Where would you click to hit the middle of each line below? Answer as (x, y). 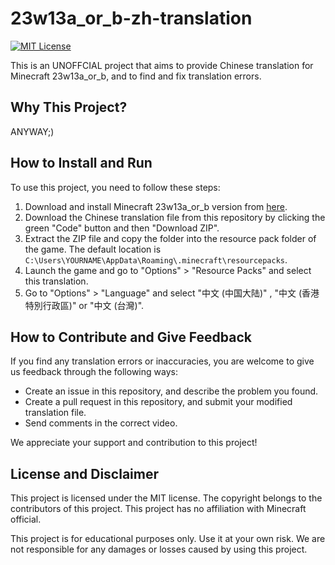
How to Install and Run (81, 163)
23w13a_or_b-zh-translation (131, 18)
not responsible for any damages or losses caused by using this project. (159, 549)
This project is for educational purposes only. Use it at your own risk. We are (168, 539)
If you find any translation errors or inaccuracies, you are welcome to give (162, 361)
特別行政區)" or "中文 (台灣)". (84, 305)
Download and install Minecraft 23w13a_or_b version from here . (156, 206)
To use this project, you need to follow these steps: (115, 187)
